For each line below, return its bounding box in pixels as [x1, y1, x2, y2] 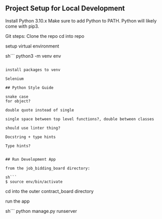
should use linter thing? [5, 125, 60, 130]
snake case [5, 94, 29, 99]
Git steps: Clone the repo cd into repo [5, 33, 84, 39]
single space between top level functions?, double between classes [5, 116, 154, 122]
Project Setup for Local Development [5, 4, 125, 13]
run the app [5, 198, 30, 204]
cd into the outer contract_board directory [5, 188, 94, 194]
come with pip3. [5, 23, 39, 29]
